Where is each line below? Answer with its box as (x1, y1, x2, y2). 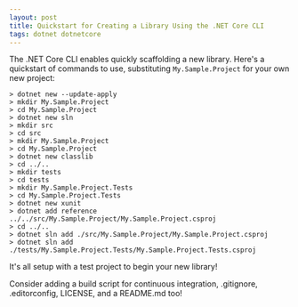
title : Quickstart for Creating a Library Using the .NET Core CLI (9, 21, 265, 30)
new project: (9, 73, 55, 84)
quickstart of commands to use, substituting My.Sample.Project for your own (9, 63, 290, 74)
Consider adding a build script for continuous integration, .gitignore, (9, 279, 258, 289)
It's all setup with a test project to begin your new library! (9, 262, 218, 272)
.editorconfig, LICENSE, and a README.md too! (9, 288, 182, 299)
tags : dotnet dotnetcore (9, 29, 101, 38)
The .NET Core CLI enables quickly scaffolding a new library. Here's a (9, 54, 265, 65)
